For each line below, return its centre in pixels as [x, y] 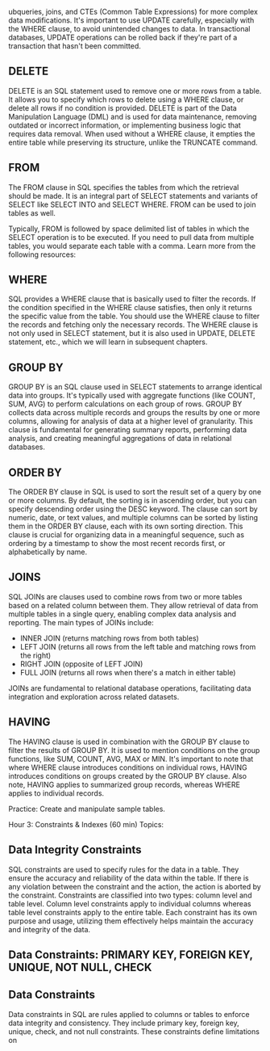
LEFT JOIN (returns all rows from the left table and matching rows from [138, 646]
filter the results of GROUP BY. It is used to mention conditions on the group [134, 750]
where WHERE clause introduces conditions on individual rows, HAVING [128, 767]
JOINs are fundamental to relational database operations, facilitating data [130, 688]
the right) [35, 655]
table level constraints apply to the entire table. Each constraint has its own [133, 912]
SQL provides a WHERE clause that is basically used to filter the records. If [132, 299]
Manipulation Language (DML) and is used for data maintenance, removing [133, 116]
